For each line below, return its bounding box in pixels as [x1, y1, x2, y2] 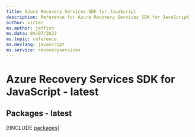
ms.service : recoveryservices [6, 47, 81, 53]
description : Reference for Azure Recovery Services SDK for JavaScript [6, 14, 190, 20]
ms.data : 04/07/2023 [6, 31, 57, 37]
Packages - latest [6, 109, 72, 119]
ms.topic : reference [6, 36, 57, 42]
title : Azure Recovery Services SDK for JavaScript [6, 8, 136, 15]
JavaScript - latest [6, 85, 99, 98]
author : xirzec [6, 19, 44, 25]
